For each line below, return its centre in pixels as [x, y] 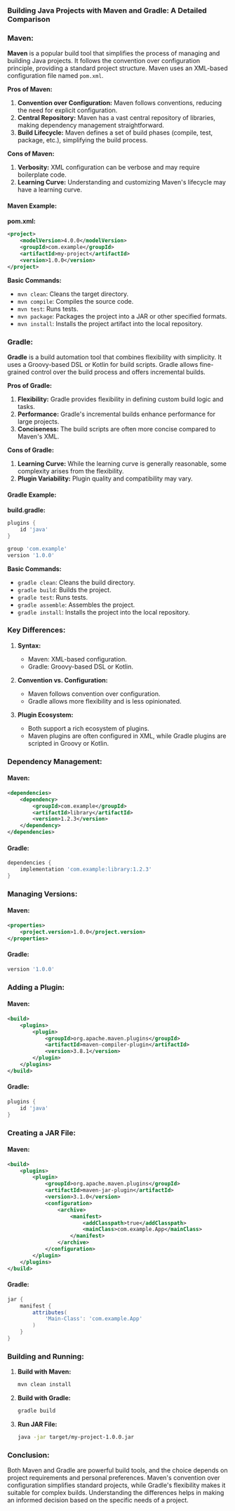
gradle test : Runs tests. [53, 597]
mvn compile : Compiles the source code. [75, 301]
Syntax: [29, 645]
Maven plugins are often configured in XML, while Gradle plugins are [127, 736]
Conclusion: [28, 1455]
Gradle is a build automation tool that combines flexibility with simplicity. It [115, 357]
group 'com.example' [38, 549]
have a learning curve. [50, 190]
